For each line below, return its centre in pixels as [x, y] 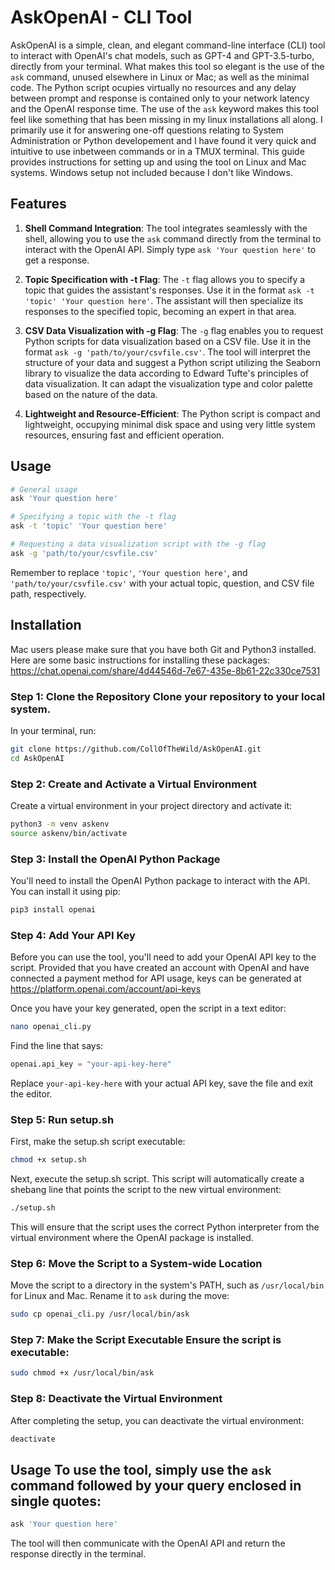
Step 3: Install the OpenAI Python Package [115, 859]
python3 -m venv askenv [60, 824]
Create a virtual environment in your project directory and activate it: [151, 805]
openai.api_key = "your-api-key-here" [91, 1064]
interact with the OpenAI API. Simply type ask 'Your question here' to [170, 249]
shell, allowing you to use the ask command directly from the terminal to [173, 238]
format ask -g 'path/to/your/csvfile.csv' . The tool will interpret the [167, 352]
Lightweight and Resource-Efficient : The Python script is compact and [172, 413]
